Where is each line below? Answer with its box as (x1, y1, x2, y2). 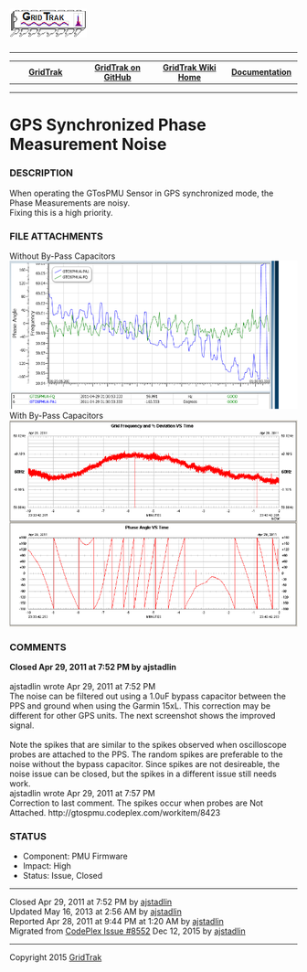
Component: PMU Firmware (22, 850, 128, 862)
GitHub (103, 71, 132, 82)
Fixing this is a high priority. (9, 207, 113, 218)
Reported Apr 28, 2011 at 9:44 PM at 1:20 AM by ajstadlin (9, 916, 224, 927)
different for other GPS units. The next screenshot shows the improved (9, 710, 276, 721)
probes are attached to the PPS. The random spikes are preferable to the (9, 749, 283, 760)
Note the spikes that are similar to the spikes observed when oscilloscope (9, 739, 287, 750)
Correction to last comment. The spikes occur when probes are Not (9, 797, 263, 808)
